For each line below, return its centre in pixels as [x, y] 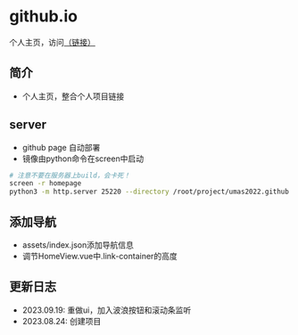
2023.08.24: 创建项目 [62, 321]
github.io [44, 16]
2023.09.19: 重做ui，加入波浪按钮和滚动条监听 [107, 310]
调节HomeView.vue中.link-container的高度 [99, 256]
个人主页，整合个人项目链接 [73, 96]
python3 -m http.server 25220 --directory [89, 192]
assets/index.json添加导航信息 [78, 245]
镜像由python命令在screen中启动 [83, 159]
